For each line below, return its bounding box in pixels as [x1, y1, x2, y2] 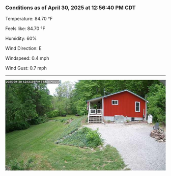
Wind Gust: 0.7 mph [5, 65, 47, 71]
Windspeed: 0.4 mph [5, 55, 49, 61]
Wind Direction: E [5, 45, 42, 52]
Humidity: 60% [5, 35, 37, 42]
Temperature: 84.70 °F [5, 16, 53, 22]
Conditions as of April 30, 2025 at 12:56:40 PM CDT [5, 4, 136, 11]
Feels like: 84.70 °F [5, 26, 46, 32]
